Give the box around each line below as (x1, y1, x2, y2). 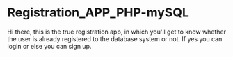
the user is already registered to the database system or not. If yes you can (7, 34, 223, 43)
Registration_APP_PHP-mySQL (7, 5, 190, 21)
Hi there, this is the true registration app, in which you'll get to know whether (7, 27, 227, 36)
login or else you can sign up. (7, 42, 92, 50)
